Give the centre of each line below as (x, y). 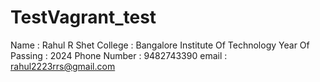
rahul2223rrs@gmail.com (63, 66)
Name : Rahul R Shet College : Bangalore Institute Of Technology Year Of (160, 45)
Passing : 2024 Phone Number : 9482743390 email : (119, 55)
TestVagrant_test (83, 17)
